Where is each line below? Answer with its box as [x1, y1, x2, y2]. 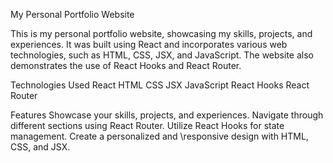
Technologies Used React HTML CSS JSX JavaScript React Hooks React [10, 79, 310, 91]
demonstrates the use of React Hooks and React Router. [10, 60, 242, 71]
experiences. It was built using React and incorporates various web [10, 39, 288, 50]
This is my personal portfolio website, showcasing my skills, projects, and [10, 28, 313, 39]
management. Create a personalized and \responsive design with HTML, [10, 130, 309, 142]
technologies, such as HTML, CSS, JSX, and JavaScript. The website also [10, 49, 314, 61]
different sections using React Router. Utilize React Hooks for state [10, 120, 285, 131]
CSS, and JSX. [10, 141, 71, 153]
